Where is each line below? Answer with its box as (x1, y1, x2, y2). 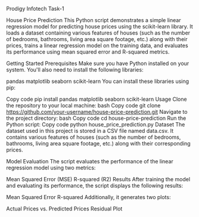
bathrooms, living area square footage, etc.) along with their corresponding (6, 140, 191, 147)
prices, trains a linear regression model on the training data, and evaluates (6, 42, 189, 49)
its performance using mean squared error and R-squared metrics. (6, 48, 170, 55)
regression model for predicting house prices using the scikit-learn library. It (6, 23, 194, 30)
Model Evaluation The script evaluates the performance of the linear (6, 158, 174, 165)
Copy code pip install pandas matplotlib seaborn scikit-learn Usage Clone (6, 95, 187, 103)
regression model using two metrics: (6, 164, 96, 171)
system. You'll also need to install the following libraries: (6, 66, 144, 73)
